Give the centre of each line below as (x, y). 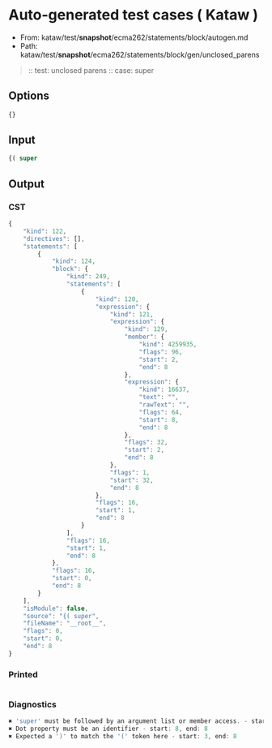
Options (29, 96)
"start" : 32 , (132, 480)
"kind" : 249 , (88, 277)
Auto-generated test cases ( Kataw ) (134, 15)
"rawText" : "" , (164, 405)
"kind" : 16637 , (164, 390)
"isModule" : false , (56, 608)
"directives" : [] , (54, 239)
